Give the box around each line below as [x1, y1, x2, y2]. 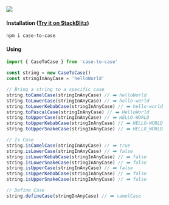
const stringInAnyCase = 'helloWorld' [6, 76, 105, 82]
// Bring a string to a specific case [6, 87, 105, 93]
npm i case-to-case [6, 33, 56, 39]
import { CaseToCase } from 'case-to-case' [6, 59, 119, 65]
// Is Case [6, 137, 34, 143]
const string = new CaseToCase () [6, 70, 91, 76]
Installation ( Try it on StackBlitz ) [6, 19, 89, 27]
